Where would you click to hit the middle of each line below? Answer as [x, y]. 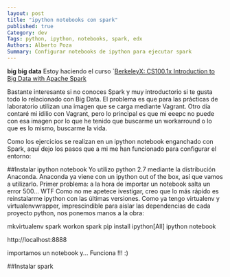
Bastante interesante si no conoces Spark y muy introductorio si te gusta [110, 92]
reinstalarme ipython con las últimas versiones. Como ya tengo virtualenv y [113, 198]
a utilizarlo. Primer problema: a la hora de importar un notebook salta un [109, 184]
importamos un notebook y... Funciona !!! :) [68, 253]
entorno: [19, 156]
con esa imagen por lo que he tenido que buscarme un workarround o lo [110, 121]
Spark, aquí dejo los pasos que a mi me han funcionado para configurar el [112, 149]
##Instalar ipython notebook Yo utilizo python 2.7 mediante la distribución [112, 169]
